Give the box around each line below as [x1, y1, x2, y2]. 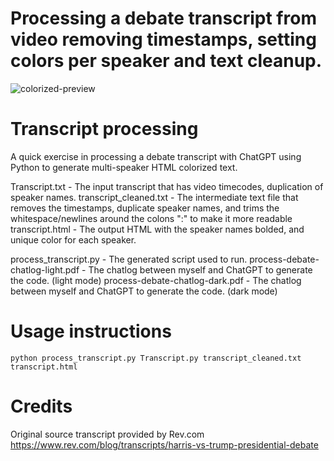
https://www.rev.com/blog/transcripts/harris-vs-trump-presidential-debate [10, 438, 319, 451]
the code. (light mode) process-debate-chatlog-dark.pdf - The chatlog [10, 274, 302, 286]
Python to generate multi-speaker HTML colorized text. [10, 161, 238, 173]
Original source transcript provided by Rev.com [10, 428, 205, 440]
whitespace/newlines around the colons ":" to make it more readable [10, 212, 293, 224]
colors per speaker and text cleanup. [10, 50, 323, 72]
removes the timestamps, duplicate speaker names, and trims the [10, 202, 280, 214]
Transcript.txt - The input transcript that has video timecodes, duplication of [10, 180, 324, 192]
